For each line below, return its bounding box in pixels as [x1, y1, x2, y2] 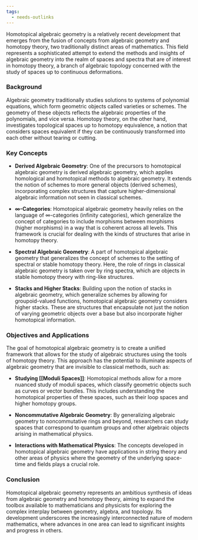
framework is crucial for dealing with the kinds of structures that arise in [14, 230, 190, 237]
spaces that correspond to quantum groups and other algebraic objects [14, 424, 189, 431]
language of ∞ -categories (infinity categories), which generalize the [14, 211, 181, 219]
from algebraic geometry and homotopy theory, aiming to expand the [6, 495, 174, 502]
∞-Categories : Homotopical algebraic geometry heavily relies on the [14, 205, 183, 213]
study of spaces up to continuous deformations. [6, 68, 123, 75]
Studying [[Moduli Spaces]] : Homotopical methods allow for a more [14, 375, 182, 382]
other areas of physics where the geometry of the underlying [14, 454, 164, 462]
